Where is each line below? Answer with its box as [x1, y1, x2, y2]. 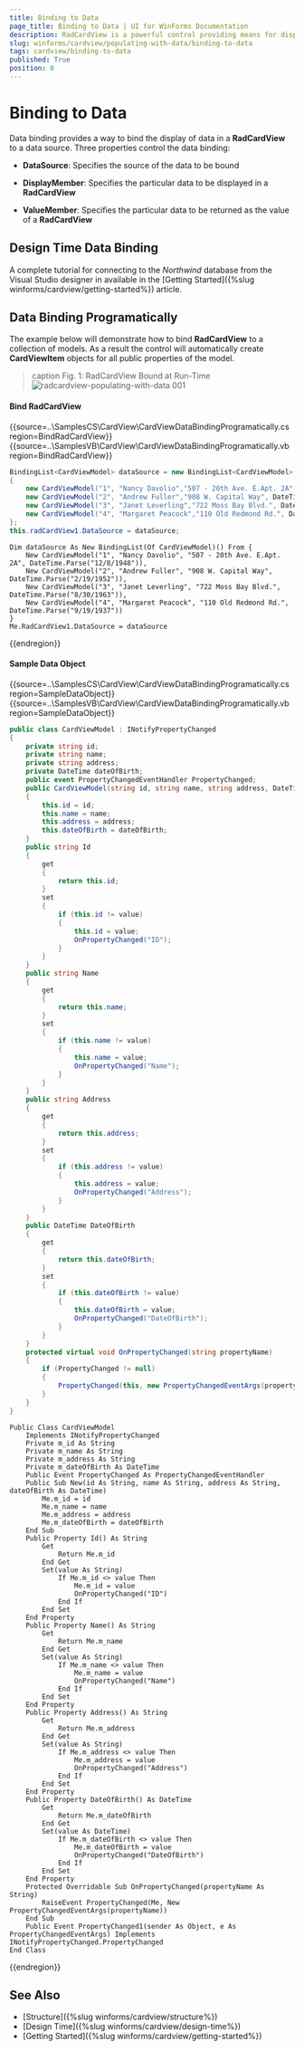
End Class [9, 1945, 47, 1955]
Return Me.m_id [57, 1549, 116, 1559]
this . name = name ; [42, 809, 111, 818]
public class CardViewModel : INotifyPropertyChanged [9, 725, 217, 734]
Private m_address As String [25, 1454, 136, 1464]
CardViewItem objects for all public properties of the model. [9, 353, 235, 364]
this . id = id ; [42, 800, 95, 810]
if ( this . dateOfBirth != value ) [57, 1289, 180, 1298]
